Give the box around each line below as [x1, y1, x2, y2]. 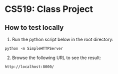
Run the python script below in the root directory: [11, 36, 113, 42]
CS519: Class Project [4, 3, 93, 15]
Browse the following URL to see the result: [11, 55, 101, 61]
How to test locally [4, 23, 64, 32]
